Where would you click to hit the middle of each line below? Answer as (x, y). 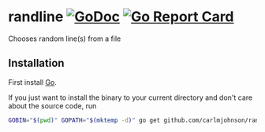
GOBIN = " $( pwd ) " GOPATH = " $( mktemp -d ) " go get (84, 120)
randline (36, 17)
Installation (36, 63)
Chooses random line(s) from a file (65, 38)
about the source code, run (52, 105)
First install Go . (33, 82)
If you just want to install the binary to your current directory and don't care (131, 97)
